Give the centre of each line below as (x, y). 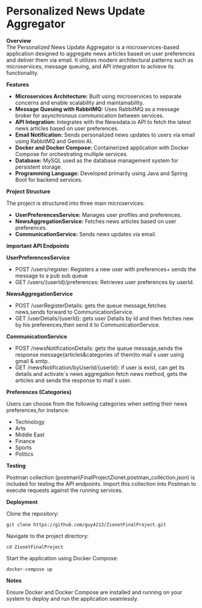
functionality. (23, 73)
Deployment (22, 502)
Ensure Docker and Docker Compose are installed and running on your (94, 592)
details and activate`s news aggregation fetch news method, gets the (101, 374)
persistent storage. (38, 167)
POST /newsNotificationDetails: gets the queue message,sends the (99, 348)
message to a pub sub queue (51, 276)
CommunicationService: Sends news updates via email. (86, 234)
